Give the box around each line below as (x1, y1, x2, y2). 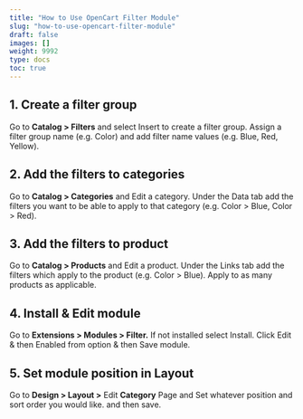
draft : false (9, 30, 59, 39)
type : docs (9, 55, 51, 64)
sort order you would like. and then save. (9, 399, 162, 410)
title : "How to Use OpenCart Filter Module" (9, 13, 180, 23)
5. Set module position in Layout (9, 366, 194, 381)
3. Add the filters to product (9, 236, 169, 252)
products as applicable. (9, 280, 97, 290)
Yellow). (9, 140, 40, 151)
